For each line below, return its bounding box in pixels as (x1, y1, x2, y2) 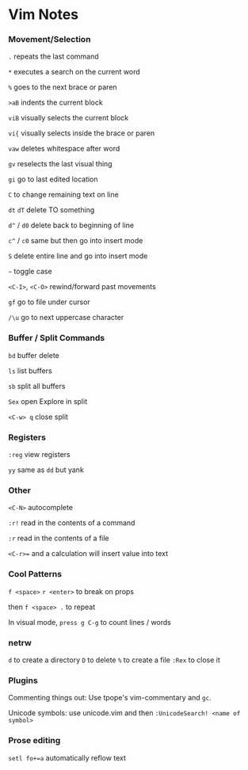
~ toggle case (8, 267, 53, 276)
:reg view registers (8, 450, 71, 459)
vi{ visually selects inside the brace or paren (8, 128, 155, 138)
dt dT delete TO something (8, 205, 95, 215)
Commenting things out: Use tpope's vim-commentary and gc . (8, 693, 212, 703)
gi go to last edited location (8, 174, 98, 184)
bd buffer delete (8, 350, 59, 360)
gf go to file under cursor (8, 297, 91, 307)
